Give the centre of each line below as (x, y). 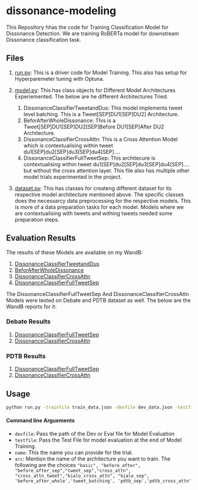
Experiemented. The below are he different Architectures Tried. (91, 96)
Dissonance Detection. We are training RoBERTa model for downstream (93, 33)
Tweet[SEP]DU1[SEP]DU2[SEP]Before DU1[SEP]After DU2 (94, 126)
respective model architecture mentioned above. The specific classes (99, 194)
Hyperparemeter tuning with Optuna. (59, 78)
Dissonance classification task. (44, 40)
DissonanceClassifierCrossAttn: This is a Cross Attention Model (100, 139)
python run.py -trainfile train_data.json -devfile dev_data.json (89, 407)
